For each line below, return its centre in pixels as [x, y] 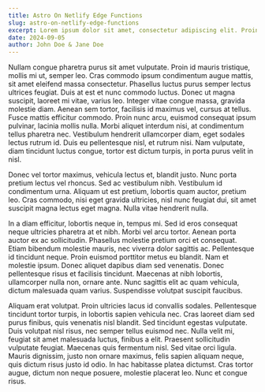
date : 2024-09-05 [37, 37]
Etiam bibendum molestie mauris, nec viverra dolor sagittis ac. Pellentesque [131, 248]
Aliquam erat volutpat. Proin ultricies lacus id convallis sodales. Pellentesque [132, 306]
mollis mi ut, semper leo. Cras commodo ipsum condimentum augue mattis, [131, 76]
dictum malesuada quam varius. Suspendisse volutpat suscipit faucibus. [125, 291]
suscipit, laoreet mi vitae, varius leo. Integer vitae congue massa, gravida [127, 101]
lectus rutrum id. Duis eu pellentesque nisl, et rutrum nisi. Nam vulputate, [127, 143]
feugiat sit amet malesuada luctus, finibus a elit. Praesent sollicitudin [119, 339]
